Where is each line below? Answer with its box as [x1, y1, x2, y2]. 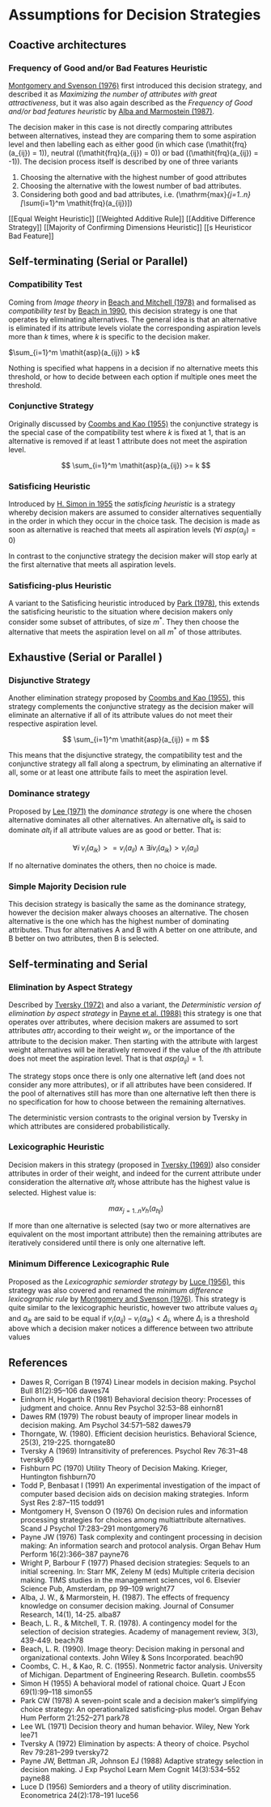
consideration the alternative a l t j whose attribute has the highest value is [8, 1177, 251, 1189]
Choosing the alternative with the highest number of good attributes [19, 172, 247, 182]
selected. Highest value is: [8, 1187, 97, 1197]
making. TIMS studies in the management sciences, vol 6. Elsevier [19, 1575, 241, 1585]
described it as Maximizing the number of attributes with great [8, 89, 218, 99]
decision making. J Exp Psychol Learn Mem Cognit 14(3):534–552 [19, 1765, 240, 1775]
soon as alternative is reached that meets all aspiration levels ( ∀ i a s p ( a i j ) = [8, 525, 256, 536]
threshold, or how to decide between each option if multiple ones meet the [8, 371, 257, 382]
